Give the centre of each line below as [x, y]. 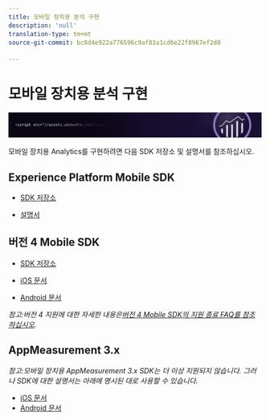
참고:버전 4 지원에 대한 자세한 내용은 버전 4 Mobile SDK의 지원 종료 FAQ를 [125, 314]
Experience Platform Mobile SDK [92, 177]
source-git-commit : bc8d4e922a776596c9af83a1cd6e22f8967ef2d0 [115, 43]
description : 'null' [43, 25]
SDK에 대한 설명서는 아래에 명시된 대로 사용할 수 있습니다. [107, 381]
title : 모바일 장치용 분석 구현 [54, 17]
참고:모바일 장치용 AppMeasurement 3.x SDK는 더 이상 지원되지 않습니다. [125, 370]
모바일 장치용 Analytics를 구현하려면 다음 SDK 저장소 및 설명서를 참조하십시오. [131, 152]
